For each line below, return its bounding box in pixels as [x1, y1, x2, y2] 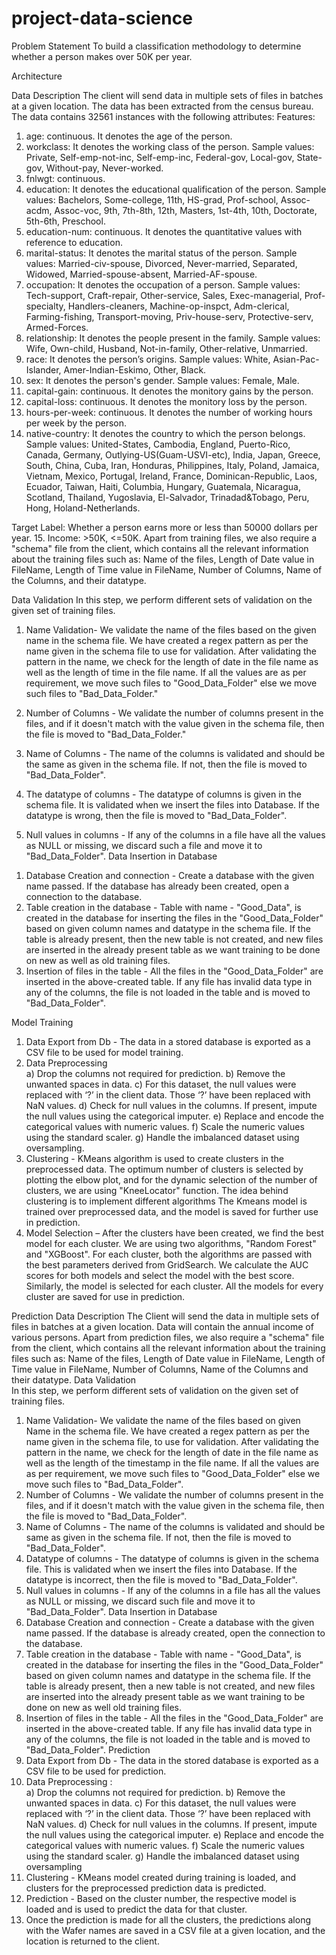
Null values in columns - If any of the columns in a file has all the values [25, 1584, 321, 1596]
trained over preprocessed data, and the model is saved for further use [25, 1205, 319, 1217]
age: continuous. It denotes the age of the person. [25, 130, 233, 142]
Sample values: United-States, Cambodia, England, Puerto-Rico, [25, 438, 291, 450]
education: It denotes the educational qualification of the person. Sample [25, 183, 327, 195]
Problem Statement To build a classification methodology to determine [11, 40, 302, 52]
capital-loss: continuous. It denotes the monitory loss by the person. [25, 395, 308, 407]
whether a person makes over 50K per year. [11, 50, 193, 62]
